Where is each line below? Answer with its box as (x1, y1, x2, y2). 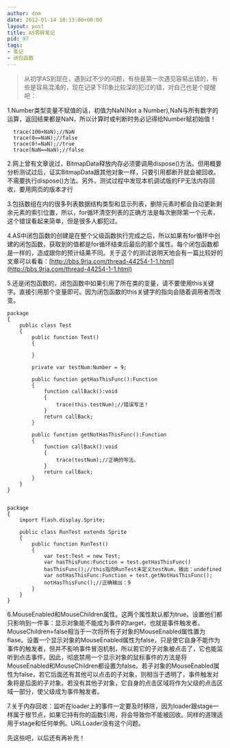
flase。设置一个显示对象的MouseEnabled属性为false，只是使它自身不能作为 (7, 635, 220, 644)
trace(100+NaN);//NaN (13, 128, 75, 135)
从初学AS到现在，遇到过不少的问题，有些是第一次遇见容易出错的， (23, 74, 212, 82)
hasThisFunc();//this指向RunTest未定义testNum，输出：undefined (43, 565, 222, 573)
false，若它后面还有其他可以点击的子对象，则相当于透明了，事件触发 (18, 670, 213, 678)
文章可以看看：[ (7, 257, 52, 265)
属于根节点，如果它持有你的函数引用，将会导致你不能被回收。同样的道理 (12, 710, 217, 718)
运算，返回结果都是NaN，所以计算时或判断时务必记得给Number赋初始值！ (7, 115, 217, 123)
